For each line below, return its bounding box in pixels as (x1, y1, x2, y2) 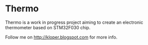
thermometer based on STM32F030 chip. (5, 24, 91, 30)
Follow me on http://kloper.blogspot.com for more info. (5, 34, 118, 40)
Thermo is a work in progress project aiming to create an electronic (5, 19, 144, 25)
